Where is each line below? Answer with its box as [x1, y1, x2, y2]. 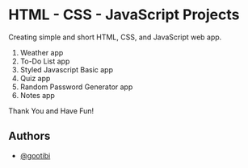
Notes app [19, 90, 55, 100]
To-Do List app [19, 56, 70, 66]
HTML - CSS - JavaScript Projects [8, 6, 240, 24]
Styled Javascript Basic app [19, 64, 113, 74]
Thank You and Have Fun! [8, 106, 95, 116]
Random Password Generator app [19, 82, 133, 92]
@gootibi [19, 150, 51, 160]
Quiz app [19, 73, 51, 83]
